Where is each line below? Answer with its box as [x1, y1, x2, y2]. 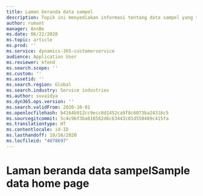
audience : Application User [6, 54, 77, 60]
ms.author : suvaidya [6, 93, 59, 99]
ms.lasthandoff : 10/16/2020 [6, 132, 77, 139]
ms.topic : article [6, 37, 53, 43]
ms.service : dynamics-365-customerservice [6, 48, 115, 54]
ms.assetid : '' [6, 76, 45, 82]
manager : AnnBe [6, 25, 45, 32]
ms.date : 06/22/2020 [6, 31, 59, 37]
